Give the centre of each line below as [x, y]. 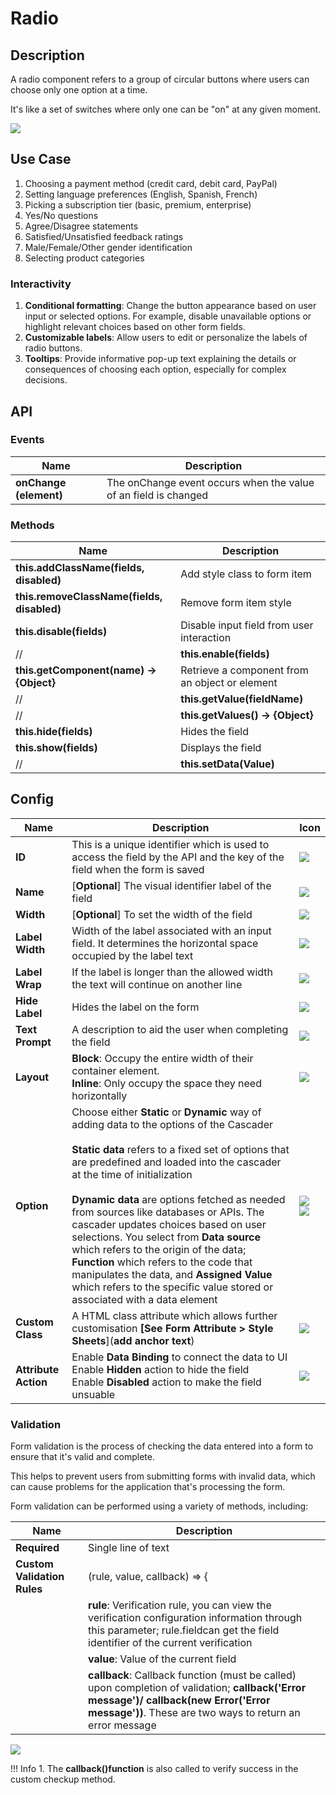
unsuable [93, 1394]
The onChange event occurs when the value [210, 482]
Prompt [33, 1042]
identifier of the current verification [170, 1643]
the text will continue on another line [157, 984]
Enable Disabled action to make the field [166, 1382]
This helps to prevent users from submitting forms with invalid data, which [163, 1476]
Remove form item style [236, 603]
